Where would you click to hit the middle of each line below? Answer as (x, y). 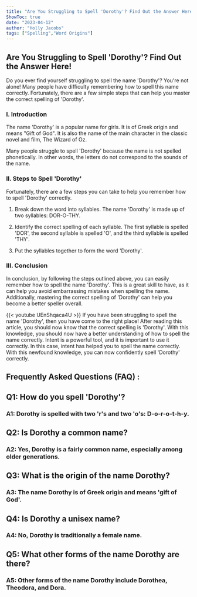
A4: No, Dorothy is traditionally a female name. (74, 535)
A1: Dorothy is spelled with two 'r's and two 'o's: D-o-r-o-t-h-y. (98, 413)
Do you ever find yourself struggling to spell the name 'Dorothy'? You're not (97, 80)
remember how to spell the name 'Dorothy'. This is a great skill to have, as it (98, 285)
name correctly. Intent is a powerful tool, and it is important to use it (88, 340)
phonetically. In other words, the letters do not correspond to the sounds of (97, 157)
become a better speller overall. (45, 303)
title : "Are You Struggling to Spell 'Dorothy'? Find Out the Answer (93, 11)
